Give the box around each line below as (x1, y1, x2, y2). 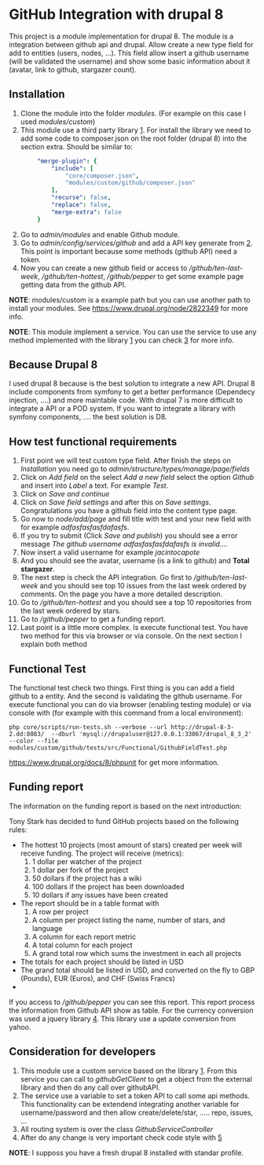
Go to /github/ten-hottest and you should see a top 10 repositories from (20, 598, 252, 607)
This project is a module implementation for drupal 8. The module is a (9, 31, 234, 41)
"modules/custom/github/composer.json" (64, 179, 196, 187)
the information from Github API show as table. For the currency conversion (9, 1006, 254, 1015)
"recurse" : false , (50, 194, 112, 202)
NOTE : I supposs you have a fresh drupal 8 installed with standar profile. (9, 1148, 244, 1157)
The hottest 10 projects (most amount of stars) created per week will (20, 840, 243, 849)
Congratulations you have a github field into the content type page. (20, 506, 238, 515)
